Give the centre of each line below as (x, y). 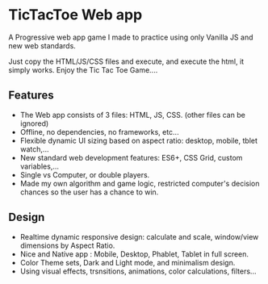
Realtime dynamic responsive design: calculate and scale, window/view (139, 236)
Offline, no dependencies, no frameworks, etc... (99, 132)
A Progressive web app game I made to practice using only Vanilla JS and (131, 37)
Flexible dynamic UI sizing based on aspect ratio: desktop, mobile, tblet (139, 140)
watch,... (34, 149)
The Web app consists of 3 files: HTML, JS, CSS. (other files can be (133, 115)
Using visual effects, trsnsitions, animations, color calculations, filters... (138, 271)
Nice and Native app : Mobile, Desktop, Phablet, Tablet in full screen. (134, 254)
